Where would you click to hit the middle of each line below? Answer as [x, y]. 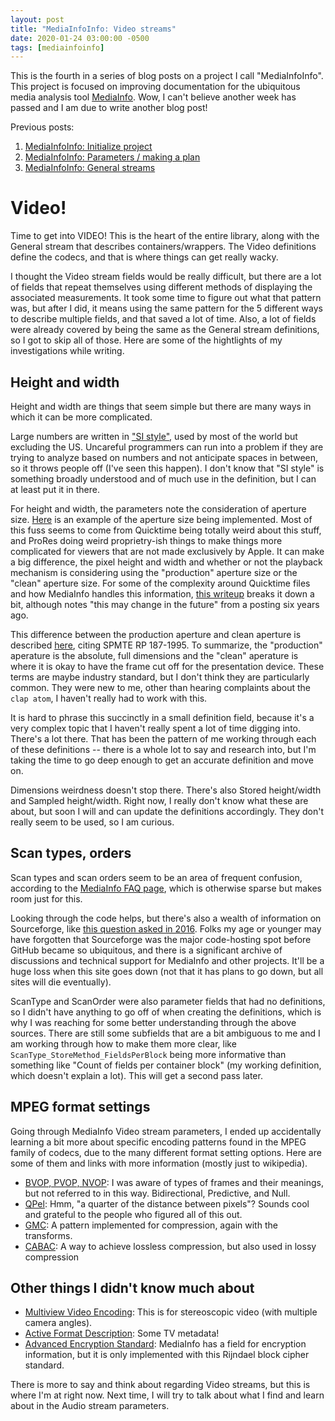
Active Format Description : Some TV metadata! [122, 1333]
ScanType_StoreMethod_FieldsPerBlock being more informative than [148, 1054]
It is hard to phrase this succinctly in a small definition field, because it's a [162, 717]
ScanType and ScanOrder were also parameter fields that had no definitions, [168, 1001]
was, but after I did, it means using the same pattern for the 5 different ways [166, 308]
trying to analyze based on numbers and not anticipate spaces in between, [164, 457]
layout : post [37, 19]
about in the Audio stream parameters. [90, 1406]
